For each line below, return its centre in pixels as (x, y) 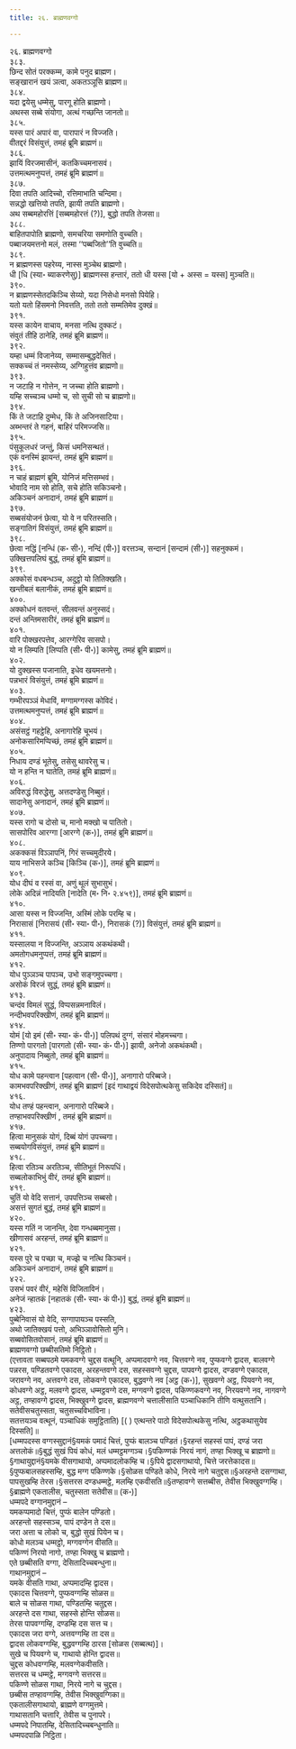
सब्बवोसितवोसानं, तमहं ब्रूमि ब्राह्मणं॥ (58, 1339)
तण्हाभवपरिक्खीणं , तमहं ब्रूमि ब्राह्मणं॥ (60, 1116)
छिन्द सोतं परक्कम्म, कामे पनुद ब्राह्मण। (63, 71)
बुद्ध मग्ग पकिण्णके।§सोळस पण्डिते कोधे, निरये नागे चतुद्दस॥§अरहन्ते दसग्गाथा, (177, 1471)
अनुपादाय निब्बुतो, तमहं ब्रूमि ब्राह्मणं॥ (59, 1055)
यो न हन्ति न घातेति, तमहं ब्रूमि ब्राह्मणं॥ (63, 771)
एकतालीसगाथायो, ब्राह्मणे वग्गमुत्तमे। (59, 1704)
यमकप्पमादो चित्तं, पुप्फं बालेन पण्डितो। (63, 1512)
